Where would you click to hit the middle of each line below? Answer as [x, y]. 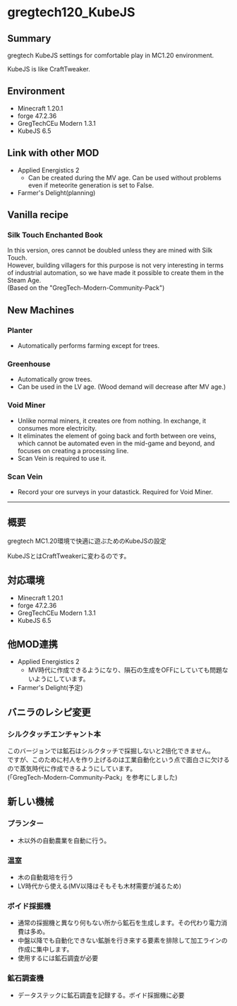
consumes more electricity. [57, 428]
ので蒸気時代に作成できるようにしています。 [72, 768]
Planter [20, 330]
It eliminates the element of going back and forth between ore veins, [117, 435]
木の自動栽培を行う [45, 877]
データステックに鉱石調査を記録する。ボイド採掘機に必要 [101, 995]
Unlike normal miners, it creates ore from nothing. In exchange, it [112, 421]
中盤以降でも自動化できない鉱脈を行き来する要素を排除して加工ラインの [122, 940]
